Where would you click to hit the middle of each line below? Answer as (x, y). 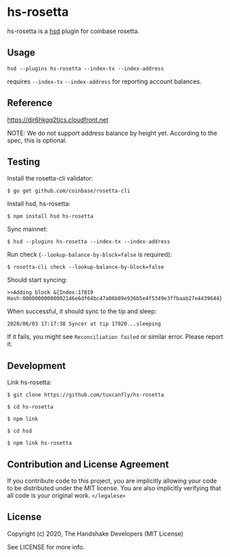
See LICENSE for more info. (46, 547)
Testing (24, 161)
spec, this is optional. (37, 140)
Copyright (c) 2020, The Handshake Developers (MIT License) (95, 534)
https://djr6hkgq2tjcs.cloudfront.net (58, 119)
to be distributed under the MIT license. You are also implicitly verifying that (114, 488)
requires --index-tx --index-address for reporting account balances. (104, 81)
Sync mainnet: (27, 229)
